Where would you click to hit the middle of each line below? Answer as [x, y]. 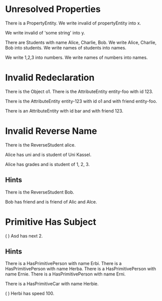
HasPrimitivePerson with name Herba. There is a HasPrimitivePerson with [81, 269]
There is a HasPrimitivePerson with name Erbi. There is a [64, 263]
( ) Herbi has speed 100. [30, 293]
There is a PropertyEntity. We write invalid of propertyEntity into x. [73, 23]
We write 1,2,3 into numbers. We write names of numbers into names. [77, 57]
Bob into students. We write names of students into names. [66, 47]
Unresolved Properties [53, 9]
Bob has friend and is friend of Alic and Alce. [51, 201]
